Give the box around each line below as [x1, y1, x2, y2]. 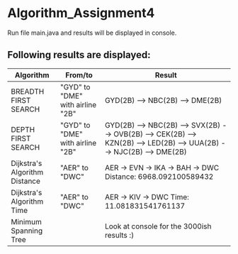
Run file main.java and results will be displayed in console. [7, 28, 177, 37]
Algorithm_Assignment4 [7, 5, 155, 21]
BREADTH [11, 87, 45, 96]
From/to [65, 70, 93, 79]
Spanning [11, 226, 43, 236]
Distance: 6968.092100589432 [105, 172, 214, 182]
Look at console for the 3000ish [105, 221, 212, 231]
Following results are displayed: [7, 49, 151, 61]
